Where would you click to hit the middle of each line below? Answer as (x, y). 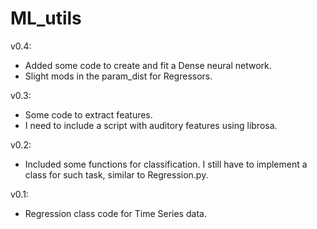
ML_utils (46, 18)
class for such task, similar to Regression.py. (116, 174)
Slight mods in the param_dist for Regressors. (118, 76)
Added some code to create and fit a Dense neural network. (148, 65)
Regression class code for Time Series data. (115, 213)
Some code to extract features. (88, 114)
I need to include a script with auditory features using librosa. (151, 125)
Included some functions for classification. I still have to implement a (166, 164)
